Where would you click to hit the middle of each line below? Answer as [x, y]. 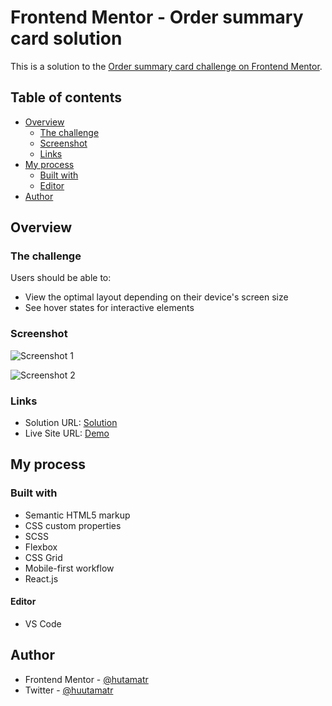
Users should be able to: [61, 278]
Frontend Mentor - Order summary [157, 17]
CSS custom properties [73, 525]
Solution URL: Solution [71, 423]
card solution [66, 38]
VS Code [43, 623]
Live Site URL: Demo [67, 433]
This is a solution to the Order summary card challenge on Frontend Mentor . [166, 66]
